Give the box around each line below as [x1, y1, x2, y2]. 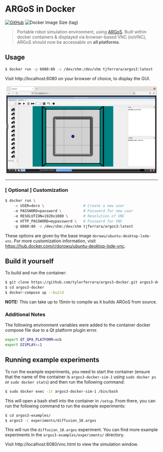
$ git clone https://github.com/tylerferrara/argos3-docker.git [5, 280, 138, 285]
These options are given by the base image [5, 233, 92, 238]
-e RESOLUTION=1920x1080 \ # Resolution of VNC [14, 214, 125, 218]
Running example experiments [5, 356, 99, 364]
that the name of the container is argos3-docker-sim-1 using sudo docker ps [5, 374, 157, 380]
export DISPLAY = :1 [5, 342, 42, 348]
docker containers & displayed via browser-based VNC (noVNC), [16, 34, 147, 40]
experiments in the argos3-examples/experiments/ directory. [5, 432, 125, 438]
